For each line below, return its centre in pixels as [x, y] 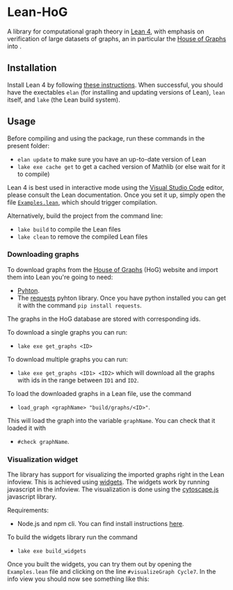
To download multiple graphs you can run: [68, 359]
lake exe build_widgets [52, 551]
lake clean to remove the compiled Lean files [82, 237]
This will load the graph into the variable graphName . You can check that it [111, 420]
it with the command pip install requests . [80, 305]
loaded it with [27, 428]
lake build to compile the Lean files [69, 229]
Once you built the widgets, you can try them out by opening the [99, 564]
